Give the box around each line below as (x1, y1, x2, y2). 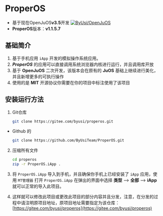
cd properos (12, 157, 37, 162)
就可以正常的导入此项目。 (12, 183, 64, 189)
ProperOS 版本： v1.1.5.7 (12, 25, 61, 32)
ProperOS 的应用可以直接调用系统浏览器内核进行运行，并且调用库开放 (12, 61, 154, 67)
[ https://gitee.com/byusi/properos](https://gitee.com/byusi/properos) (12, 205, 152, 211)
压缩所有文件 (12, 147, 38, 154)
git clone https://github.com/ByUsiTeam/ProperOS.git (12, 138, 124, 143)
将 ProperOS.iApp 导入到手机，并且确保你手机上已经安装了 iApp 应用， (12, 171, 153, 177)
